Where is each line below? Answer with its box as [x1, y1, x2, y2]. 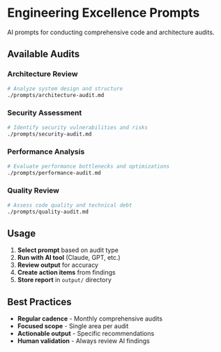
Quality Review [7, 186, 59, 196]
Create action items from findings [17, 268, 116, 277]
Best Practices [7, 295, 72, 308]
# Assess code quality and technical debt [7, 201, 132, 209]
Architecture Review [7, 69, 78, 79]
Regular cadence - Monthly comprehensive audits [17, 314, 162, 323]
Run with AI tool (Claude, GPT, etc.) [17, 254, 121, 262]
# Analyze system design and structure [7, 85, 123, 92]
